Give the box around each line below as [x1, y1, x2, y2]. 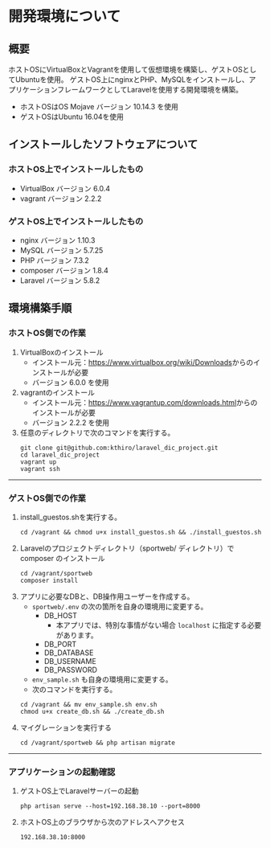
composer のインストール [19, 553, 105, 563]
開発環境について [8, 7, 121, 26]
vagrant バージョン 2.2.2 [19, 194, 102, 203]
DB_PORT [43, 639, 77, 649]
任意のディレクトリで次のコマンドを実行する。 [19, 428, 175, 437]
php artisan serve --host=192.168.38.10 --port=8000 [19, 802, 201, 810]
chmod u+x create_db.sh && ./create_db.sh [19, 707, 165, 715]
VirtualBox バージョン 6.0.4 [19, 183, 111, 193]
